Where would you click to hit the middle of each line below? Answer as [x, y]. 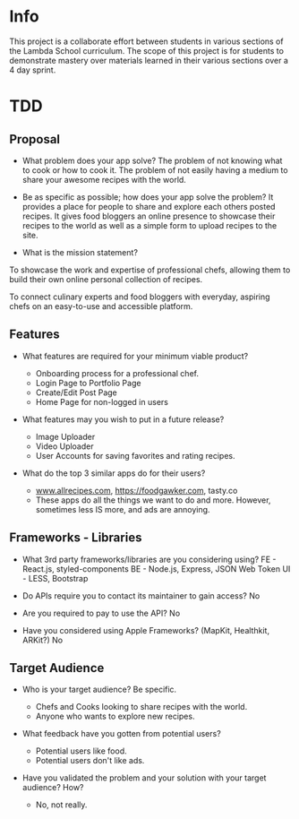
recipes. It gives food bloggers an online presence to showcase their [149, 216]
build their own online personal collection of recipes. [106, 279]
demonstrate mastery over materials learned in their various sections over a [149, 60]
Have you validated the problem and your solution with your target [144, 778]
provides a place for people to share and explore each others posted [149, 206]
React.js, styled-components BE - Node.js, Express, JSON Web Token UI [156, 569]
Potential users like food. [81, 751]
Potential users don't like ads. [90, 761]
